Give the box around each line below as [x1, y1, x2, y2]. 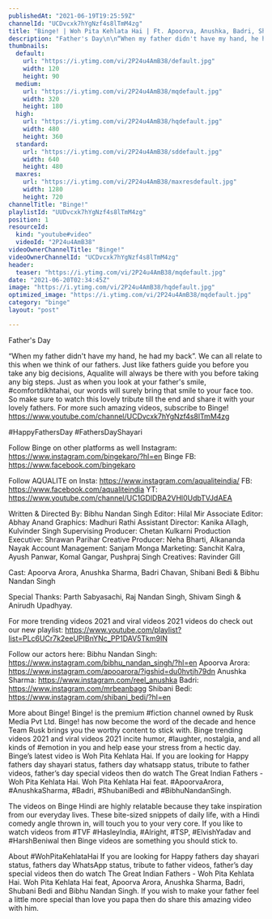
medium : [15, 79, 42, 88]
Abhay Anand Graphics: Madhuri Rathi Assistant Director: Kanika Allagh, [8, 517, 249, 527]
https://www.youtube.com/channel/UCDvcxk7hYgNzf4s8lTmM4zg [8, 411, 230, 421]
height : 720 [23, 192, 63, 201]
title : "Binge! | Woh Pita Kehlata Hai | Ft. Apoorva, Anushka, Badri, [8, 27, 255, 35]
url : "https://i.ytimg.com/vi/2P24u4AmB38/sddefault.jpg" [23, 148, 223, 156]
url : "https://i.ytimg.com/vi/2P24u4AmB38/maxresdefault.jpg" [23, 178, 237, 187]
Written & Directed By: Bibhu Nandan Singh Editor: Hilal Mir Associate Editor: [8, 509, 263, 518]
